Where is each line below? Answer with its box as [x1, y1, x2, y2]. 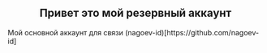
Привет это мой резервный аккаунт [39, 6, 232, 20]
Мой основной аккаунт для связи [7, 27, 123, 37]
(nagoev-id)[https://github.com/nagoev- [124, 27, 260, 37]
